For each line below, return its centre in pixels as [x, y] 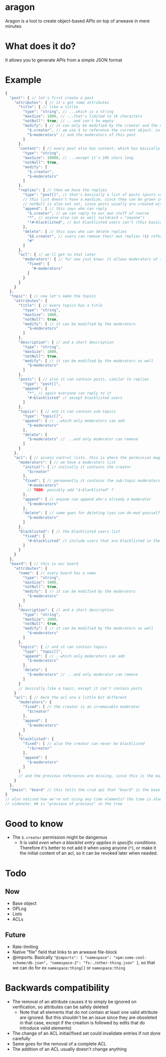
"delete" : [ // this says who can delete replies [75, 232]
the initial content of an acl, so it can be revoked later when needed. [89, 853]
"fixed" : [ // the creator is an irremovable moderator [82, 707]
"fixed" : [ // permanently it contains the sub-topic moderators [92, 481]
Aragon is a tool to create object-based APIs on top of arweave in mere [77, 21]
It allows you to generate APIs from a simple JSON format [64, 60]
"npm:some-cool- [130, 958]
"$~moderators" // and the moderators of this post [81, 135]
